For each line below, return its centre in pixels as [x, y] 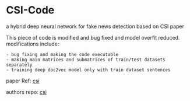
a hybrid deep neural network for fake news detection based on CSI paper [95, 26]
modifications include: [33, 44]
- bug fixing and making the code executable [62, 54]
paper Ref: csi [23, 81]
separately [19, 65]
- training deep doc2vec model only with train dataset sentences [88, 70]
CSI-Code [30, 10]
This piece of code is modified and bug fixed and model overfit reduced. [93, 37]
